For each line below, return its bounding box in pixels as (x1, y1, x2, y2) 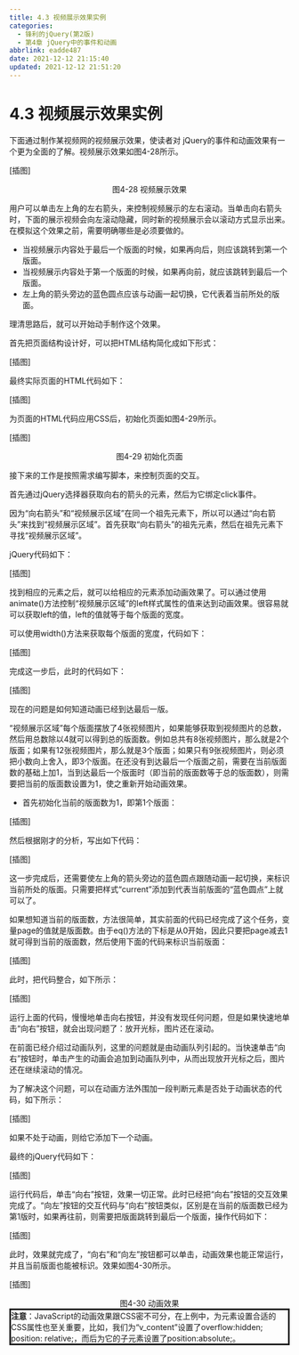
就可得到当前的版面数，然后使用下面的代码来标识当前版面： (9, 936, 228, 946)
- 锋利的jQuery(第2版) (17, 29, 95, 38)
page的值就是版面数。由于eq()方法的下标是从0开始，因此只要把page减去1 (16, 925, 288, 936)
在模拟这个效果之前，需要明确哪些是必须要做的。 (9, 224, 189, 236)
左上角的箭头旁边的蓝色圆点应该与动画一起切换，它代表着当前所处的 (21, 288, 272, 299)
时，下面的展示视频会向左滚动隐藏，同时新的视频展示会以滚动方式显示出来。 (9, 214, 290, 224)
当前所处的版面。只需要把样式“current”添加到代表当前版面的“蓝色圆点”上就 (9, 883, 284, 895)
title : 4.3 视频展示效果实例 (9, 12, 107, 22)
